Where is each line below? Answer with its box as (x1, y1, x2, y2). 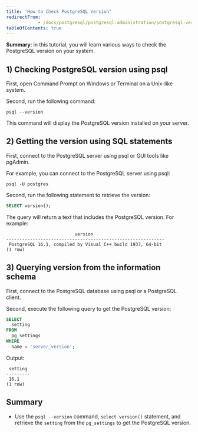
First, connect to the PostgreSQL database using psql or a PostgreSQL (6, 287, 177, 294)
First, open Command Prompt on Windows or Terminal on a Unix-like (6, 80, 173, 87)
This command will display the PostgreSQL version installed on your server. (6, 119, 190, 127)
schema (6, 272, 37, 282)
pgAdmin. (6, 158, 30, 165)
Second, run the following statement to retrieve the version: (6, 191, 150, 198)
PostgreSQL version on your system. (6, 48, 95, 55)
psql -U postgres (6, 181, 49, 187)
